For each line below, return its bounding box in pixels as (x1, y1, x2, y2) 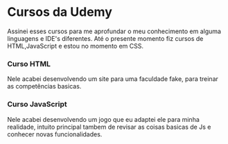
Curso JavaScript (7, 100, 67, 109)
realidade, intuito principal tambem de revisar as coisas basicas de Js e (7, 123, 211, 131)
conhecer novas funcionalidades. (7, 129, 103, 138)
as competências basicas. (7, 82, 82, 91)
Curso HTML (7, 59, 51, 69)
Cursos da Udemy (7, 4, 113, 20)
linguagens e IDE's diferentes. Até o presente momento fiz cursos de (7, 34, 204, 42)
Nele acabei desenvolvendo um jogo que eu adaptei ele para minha (7, 115, 200, 123)
